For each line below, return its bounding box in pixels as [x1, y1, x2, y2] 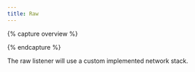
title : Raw [7, 10, 39, 17]
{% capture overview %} [7, 29, 78, 38]
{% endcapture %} [7, 43, 61, 51]
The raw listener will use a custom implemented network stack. [7, 57, 189, 65]
